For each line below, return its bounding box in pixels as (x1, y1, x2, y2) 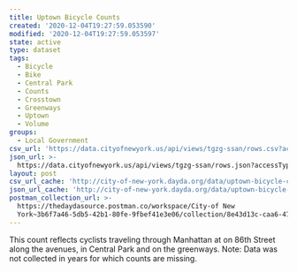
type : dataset (9, 46, 62, 55)
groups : (9, 128, 38, 137)
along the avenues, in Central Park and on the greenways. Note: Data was (9, 244, 278, 254)
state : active (9, 37, 62, 47)
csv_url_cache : (9, 178, 65, 186)
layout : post (9, 169, 57, 178)
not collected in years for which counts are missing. (9, 253, 197, 263)
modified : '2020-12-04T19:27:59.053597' (9, 29, 161, 38)
